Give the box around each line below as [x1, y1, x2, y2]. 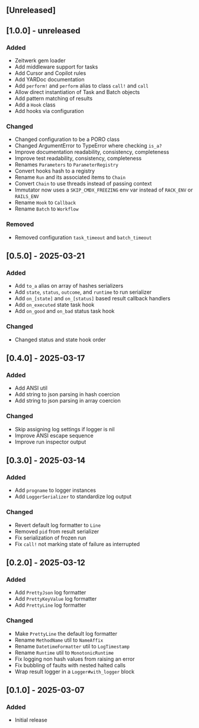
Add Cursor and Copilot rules [14, 70, 86, 77]
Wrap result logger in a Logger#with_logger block [14, 668, 135, 675]
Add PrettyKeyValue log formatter [14, 595, 97, 603]
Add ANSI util [14, 384, 48, 392]
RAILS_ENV [14, 194, 40, 200]
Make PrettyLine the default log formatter [14, 630, 117, 637]
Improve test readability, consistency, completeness [14, 155, 142, 162]
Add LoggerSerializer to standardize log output [14, 493, 132, 500]
